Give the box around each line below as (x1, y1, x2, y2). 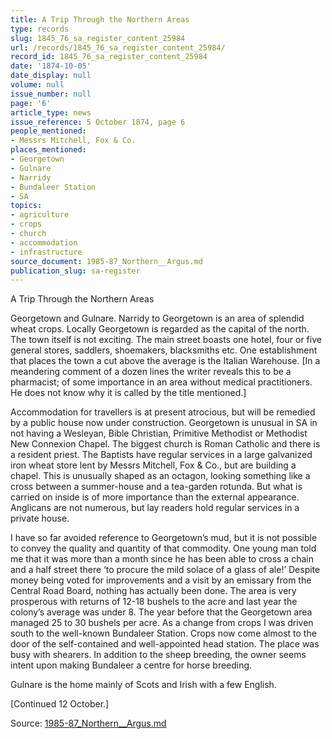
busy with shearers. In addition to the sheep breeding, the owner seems (10, 649, 307, 661)
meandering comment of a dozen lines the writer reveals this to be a (10, 366, 292, 378)
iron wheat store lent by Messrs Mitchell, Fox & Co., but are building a (10, 459, 297, 471)
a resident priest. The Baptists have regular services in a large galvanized (10, 449, 313, 461)
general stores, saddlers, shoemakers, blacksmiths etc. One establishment (10, 344, 318, 356)
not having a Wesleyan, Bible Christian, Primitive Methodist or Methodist (10, 427, 308, 440)
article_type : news (10, 107, 92, 118)
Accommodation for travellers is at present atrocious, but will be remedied (10, 406, 316, 418)
